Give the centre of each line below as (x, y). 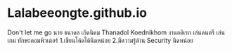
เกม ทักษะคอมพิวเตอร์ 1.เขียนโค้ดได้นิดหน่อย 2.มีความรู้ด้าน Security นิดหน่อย (100, 40)
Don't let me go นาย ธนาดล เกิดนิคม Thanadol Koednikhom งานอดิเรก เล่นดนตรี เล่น (116, 32)
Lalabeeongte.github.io (77, 13)
